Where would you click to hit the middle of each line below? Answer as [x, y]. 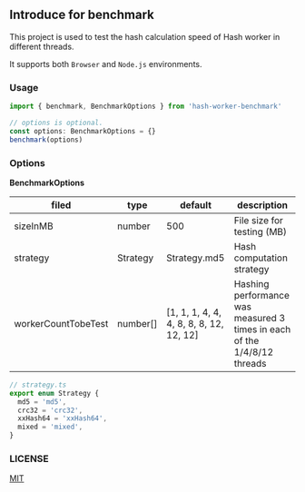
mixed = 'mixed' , [50, 427]
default [196, 205]
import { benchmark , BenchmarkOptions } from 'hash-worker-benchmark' [146, 107]
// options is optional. [56, 123]
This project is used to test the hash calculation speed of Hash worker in [145, 36]
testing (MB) [261, 231]
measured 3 [260, 318]
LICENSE [30, 458]
